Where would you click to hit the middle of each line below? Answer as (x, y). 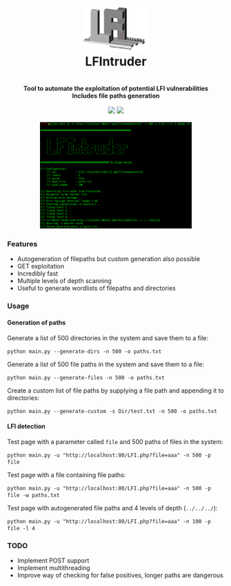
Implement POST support (53, 561)
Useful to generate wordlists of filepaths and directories (96, 289)
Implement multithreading (54, 568)
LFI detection (27, 426)
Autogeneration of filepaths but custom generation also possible (109, 259)
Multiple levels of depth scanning (64, 281)
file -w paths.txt (33, 495)
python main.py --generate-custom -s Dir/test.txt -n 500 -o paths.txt (112, 411)
